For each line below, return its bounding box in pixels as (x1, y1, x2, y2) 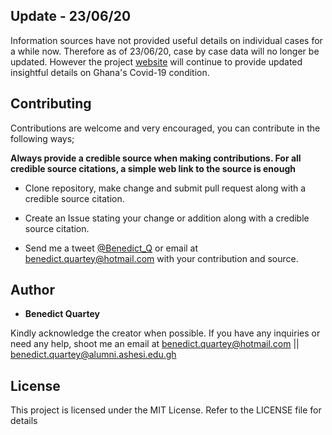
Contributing (10, 95, 92, 113)
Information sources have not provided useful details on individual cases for (10, 34, 323, 46)
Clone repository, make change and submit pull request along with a (24, 182, 307, 194)
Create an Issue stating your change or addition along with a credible (24, 212, 310, 224)
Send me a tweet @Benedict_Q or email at (24, 242, 199, 254)
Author (10, 282, 55, 299)
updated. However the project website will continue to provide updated (10, 55, 303, 68)
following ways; (10, 132, 75, 144)
